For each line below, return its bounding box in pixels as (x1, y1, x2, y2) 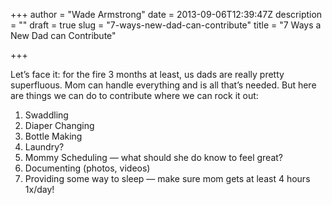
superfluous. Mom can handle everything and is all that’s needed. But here (10, 79, 317, 91)
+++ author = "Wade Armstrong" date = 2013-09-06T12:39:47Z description (10, 9, 323, 20)
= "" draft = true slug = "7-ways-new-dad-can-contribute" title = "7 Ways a (10, 19, 322, 31)
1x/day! (24, 184, 55, 195)
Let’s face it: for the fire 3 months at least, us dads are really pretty (10, 69, 285, 80)
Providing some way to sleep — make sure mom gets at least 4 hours (24, 173, 311, 184)
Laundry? (24, 141, 65, 153)
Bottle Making (24, 130, 83, 142)
